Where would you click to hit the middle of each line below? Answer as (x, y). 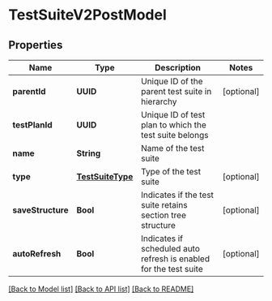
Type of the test (170, 172)
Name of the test (172, 148)
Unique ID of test (173, 115)
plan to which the (173, 125)
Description (178, 68)
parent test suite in (176, 91)
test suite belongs (174, 135)
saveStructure (40, 210)
